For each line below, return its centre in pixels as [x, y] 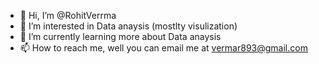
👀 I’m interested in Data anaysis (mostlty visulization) [128, 26]
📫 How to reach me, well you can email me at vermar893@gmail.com [163, 48]
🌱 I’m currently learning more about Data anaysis [120, 36]
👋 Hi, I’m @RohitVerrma [68, 15]
